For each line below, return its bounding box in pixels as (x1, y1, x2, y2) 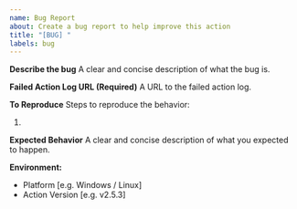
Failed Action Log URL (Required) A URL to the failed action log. (9, 81, 252, 92)
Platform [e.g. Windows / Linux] (22, 180, 143, 191)
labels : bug (9, 38, 55, 48)
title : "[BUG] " (9, 30, 71, 39)
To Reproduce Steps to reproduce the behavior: (9, 99, 190, 110)
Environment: (9, 162, 62, 173)
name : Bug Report (9, 13, 76, 23)
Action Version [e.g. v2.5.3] (22, 189, 126, 201)
